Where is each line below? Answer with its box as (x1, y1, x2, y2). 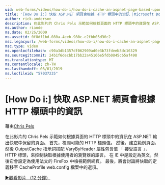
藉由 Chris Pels (5, 123, 34, 129)
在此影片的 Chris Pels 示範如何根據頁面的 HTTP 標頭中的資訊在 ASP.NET (5, 133, 152, 139)
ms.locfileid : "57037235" (5, 71, 58, 76)
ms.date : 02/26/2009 (5, 30, 48, 35)
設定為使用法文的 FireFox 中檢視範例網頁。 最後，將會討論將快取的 (18, 158, 153, 164)
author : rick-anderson (5, 16, 52, 21)
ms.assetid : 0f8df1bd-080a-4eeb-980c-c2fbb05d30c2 (5, 35, 111, 40)
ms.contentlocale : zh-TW (5, 62, 56, 67)
